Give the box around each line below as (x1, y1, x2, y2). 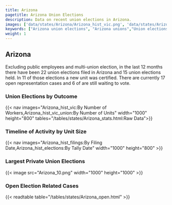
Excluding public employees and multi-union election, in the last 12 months (5, 63, 163, 70)
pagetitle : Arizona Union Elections (5, 12, 83, 17)
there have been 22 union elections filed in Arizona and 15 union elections (5, 69, 161, 75)
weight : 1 (5, 31, 27, 36)
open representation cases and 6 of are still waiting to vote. (5, 80, 131, 86)
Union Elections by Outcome (5, 93, 78, 100)
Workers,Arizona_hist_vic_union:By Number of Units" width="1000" (5, 110, 147, 116)
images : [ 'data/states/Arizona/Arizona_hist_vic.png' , (5, 21, 125, 27)
